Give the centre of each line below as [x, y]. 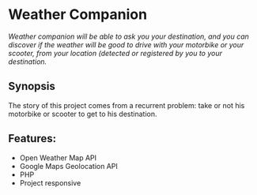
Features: [32, 139]
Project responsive [50, 182]
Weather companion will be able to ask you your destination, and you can [128, 36]
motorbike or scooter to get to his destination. [83, 114]
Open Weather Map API [58, 157]
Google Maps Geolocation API [69, 166]
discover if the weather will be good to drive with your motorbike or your [126, 44]
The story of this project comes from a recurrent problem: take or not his [127, 105]
